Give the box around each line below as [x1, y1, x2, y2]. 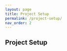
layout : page [5, 7, 32, 12]
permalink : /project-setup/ [5, 16, 63, 21]
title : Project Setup [5, 12, 49, 16]
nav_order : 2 [5, 20, 32, 25]
